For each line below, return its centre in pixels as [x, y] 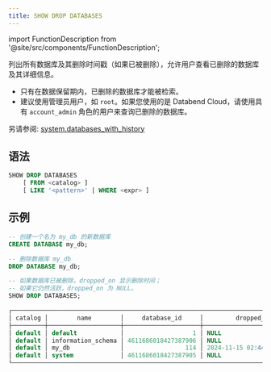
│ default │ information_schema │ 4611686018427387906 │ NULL [115, 341]
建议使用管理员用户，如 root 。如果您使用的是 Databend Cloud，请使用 [138, 101]
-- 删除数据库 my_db [40, 259]
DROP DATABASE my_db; [45, 266]
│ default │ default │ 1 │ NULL [115, 333]
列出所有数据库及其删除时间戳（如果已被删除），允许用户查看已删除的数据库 [134, 64]
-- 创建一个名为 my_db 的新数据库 [60, 236]
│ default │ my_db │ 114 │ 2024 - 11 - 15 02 [131, 348]
